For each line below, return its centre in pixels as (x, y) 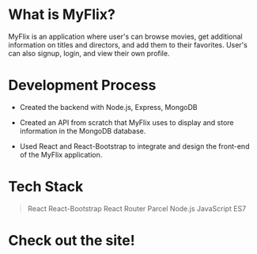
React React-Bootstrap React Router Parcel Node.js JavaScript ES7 (137, 208)
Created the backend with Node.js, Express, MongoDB (108, 107)
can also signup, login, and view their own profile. (89, 53)
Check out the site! (72, 241)
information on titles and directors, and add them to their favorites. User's (128, 44)
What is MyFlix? (62, 15)
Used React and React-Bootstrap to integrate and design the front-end (134, 146)
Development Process (82, 85)
